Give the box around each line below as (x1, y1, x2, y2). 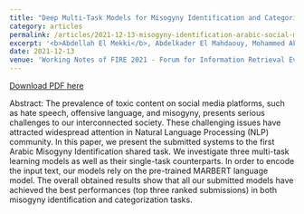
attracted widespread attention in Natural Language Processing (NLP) (9, 127, 270, 137)
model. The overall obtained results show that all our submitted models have (9, 175, 294, 186)
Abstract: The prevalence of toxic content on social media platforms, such (9, 98, 285, 109)
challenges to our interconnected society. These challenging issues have (9, 117, 281, 128)
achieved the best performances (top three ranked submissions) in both (9, 185, 278, 195)
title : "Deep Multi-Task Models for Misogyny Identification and (9, 13, 261, 23)
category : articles (9, 22, 83, 31)
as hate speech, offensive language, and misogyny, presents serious (9, 108, 265, 118)
